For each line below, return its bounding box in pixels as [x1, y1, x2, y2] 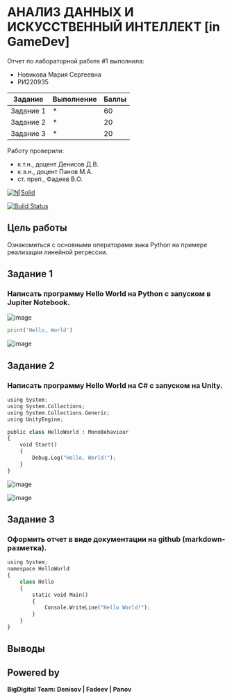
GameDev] [7, 34, 70, 49]
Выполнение [52, 94, 97, 104]
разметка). [7, 543, 47, 552]
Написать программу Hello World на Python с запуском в [7, 289, 211, 299]
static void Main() [32, 591, 89, 598]
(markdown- [182, 534, 226, 544]
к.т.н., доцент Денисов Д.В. [17, 160, 99, 168]
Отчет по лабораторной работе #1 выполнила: [7, 56, 144, 65]
